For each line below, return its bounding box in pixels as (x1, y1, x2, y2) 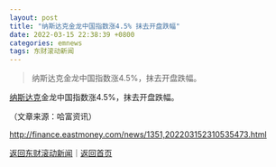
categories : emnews (9, 38, 83, 48)
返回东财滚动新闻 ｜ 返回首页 (9, 148, 113, 159)
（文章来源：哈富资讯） (9, 111, 97, 122)
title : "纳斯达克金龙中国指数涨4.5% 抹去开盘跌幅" (9, 22, 180, 31)
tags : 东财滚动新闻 (9, 47, 75, 56)
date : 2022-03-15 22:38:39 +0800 (9, 30, 135, 39)
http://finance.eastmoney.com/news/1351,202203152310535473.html (9, 129, 268, 140)
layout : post (9, 13, 59, 23)
